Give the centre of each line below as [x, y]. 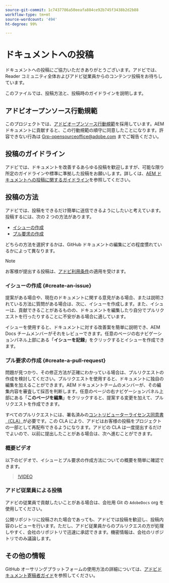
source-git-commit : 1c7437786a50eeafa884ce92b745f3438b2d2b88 [72, 10]
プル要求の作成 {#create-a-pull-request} [55, 360]
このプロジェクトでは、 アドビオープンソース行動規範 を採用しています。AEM [85, 124]
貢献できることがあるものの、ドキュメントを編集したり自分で [82, 310]
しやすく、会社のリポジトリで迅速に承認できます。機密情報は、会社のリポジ [84, 532]
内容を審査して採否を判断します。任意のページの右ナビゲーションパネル [84, 392]
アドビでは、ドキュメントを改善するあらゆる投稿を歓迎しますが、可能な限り [85, 167]
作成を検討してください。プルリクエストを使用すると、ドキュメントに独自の [84, 379]
